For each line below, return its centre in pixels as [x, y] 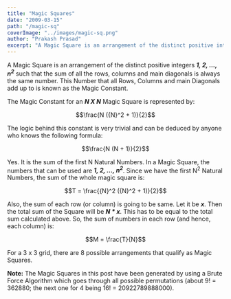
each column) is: [31, 226]
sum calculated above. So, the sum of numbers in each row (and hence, [109, 219]
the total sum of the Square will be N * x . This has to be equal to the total [110, 212]
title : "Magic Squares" [41, 13]
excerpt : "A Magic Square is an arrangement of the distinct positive [110, 45]
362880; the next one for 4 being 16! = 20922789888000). [91, 288]
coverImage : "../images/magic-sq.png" [63, 33]
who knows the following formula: [55, 135]
